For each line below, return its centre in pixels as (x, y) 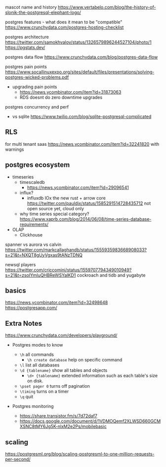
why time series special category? (54, 214)
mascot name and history (31, 7)
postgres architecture (27, 37)
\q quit (26, 397)
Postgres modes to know (38, 345)
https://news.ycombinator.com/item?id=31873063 (70, 92)
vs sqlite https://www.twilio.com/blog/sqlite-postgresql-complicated (82, 117)
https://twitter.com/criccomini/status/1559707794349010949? (68, 270)
